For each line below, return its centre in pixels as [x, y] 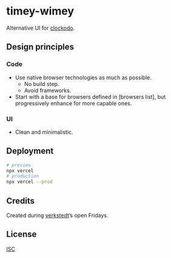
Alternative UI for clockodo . [41, 28]
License [22, 234]
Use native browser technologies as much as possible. [83, 78]
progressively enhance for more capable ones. [73, 103]
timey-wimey [40, 11]
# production [23, 176]
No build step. [42, 84]
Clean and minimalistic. [44, 132]
